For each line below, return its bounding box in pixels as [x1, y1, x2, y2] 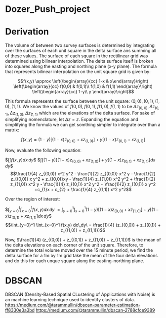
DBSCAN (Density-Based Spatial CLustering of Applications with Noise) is [5, 291, 156, 297]
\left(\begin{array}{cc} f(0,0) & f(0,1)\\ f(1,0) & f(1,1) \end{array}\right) [13, 83, 153, 89]
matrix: [5, 127, 20, 133]
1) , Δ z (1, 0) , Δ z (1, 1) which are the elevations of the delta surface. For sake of [5, 110, 155, 117]
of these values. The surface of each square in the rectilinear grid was [5, 53, 148, 59]
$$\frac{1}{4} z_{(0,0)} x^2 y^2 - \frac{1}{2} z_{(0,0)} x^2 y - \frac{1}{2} [10, 171, 156, 177]
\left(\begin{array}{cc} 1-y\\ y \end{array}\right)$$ [32, 89, 134, 95]
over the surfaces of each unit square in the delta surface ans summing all [5, 48, 157, 54]
